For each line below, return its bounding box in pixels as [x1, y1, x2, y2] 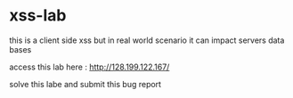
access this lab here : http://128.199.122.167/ [9, 61, 170, 72]
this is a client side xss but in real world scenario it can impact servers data [9, 35, 285, 45]
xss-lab [9, 5, 67, 26]
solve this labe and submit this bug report [9, 78, 162, 89]
